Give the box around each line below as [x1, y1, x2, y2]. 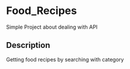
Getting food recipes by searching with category [6, 56, 124, 63]
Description [6, 40, 50, 50]
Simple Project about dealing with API [6, 23, 98, 30]
